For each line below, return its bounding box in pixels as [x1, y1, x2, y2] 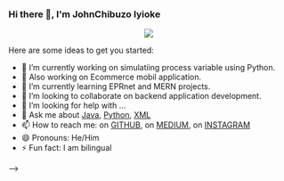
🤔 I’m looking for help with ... [20, 100, 126, 111]
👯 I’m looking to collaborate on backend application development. [20, 91, 262, 102]
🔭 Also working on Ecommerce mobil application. [20, 71, 202, 83]
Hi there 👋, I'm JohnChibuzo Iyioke [8, 8, 161, 21]
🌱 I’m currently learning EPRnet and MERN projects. [20, 81, 211, 92]
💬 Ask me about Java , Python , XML [20, 110, 151, 120]
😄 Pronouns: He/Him [20, 133, 100, 144]
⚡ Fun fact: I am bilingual [20, 143, 112, 153]
